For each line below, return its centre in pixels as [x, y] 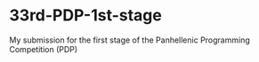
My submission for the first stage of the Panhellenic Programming [130, 40]
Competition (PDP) [44, 49]
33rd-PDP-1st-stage [85, 15]
